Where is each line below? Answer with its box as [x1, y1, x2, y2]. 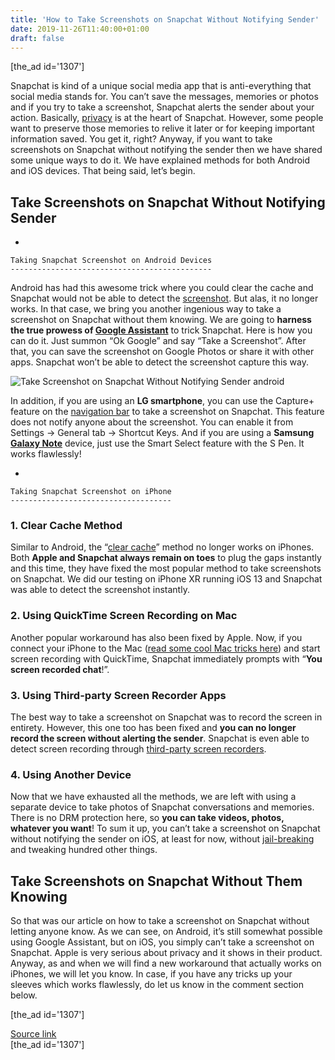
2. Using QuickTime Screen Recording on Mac [10, 609, 238, 623]
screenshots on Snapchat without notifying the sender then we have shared [10, 144, 323, 156]
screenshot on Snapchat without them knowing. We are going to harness [10, 314, 312, 326]
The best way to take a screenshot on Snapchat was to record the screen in [10, 711, 323, 723]
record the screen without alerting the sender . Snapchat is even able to [10, 732, 310, 745]
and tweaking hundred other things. [10, 844, 158, 856]
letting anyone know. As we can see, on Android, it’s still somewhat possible [10, 926, 323, 938]
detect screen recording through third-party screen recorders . [10, 743, 267, 755]
